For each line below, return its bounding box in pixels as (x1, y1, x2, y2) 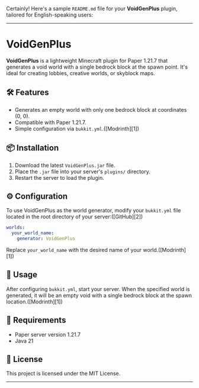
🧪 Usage (6, 270, 37, 280)
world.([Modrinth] (143, 247, 187, 253)
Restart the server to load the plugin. (14, 174, 105, 181)
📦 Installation (6, 143, 59, 153)
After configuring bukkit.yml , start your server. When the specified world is (6, 285, 190, 292)
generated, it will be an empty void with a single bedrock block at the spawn (6, 292, 192, 299)
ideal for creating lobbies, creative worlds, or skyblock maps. (6, 69, 155, 76)
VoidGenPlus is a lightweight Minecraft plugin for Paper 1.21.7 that (6, 57, 168, 64)
